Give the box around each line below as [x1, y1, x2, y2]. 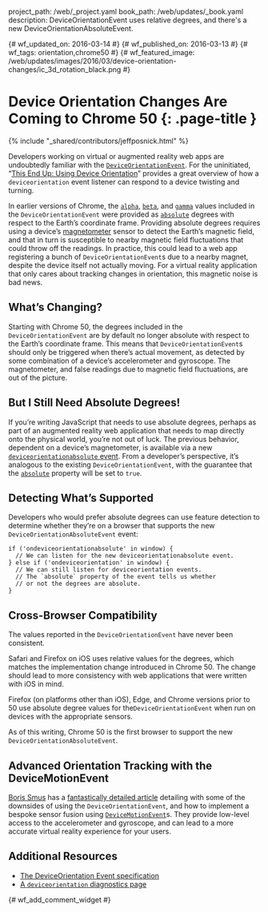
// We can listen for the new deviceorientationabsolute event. [15, 552, 234, 560]
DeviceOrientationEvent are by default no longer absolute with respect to [8, 330, 250, 340]
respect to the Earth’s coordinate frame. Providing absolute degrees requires [8, 217, 261, 227]
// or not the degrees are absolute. [15, 579, 142, 588]
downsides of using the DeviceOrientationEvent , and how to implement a [8, 801, 250, 810]
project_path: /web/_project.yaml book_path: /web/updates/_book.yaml [8, 7, 244, 16]
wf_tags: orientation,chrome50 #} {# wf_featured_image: [8, 48, 195, 57]
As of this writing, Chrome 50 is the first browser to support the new [8, 727, 234, 737]
